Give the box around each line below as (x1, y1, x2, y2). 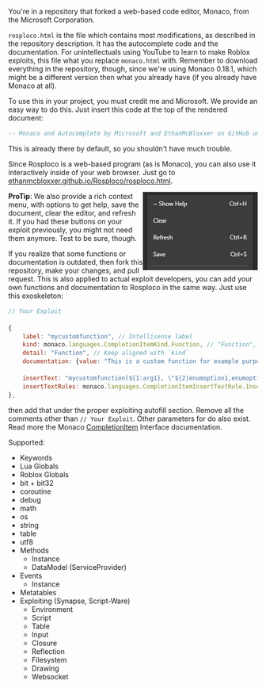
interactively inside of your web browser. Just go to (8, 167, 176, 177)
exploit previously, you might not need (8, 225, 133, 235)
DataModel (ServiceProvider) (31, 562, 127, 571)
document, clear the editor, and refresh (8, 208, 136, 217)
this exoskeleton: (8, 291, 63, 300)
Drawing (31, 663, 59, 673)
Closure (31, 638, 58, 648)
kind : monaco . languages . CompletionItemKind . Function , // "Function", (22, 341, 257, 349)
